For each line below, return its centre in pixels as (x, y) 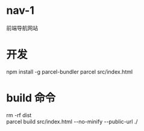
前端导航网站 (22, 28)
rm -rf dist (19, 115)
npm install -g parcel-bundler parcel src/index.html (70, 72)
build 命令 (31, 98)
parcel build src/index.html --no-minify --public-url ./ (72, 121)
